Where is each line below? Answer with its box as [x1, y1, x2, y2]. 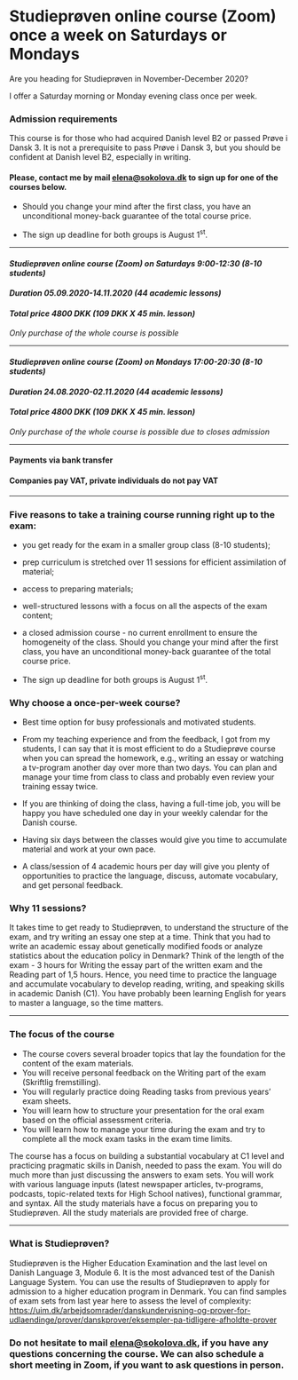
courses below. [9, 181, 67, 192]
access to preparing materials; [21, 583, 134, 594]
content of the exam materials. [21, 1058, 135, 1068]
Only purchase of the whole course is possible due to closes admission [9, 426, 271, 437]
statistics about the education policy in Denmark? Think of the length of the [9, 950, 285, 961]
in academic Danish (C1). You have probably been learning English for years [9, 988, 286, 999]
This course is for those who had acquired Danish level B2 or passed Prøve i [9, 133, 288, 144]
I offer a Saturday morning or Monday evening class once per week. [9, 91, 258, 101]
